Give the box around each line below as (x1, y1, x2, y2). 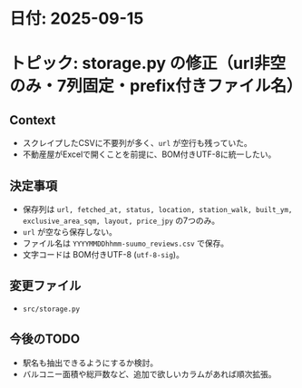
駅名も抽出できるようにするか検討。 (22, 357, 159, 368)
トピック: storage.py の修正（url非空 (9, 53, 287, 73)
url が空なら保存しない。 (22, 227, 118, 237)
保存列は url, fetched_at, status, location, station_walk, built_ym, (22, 204, 293, 214)
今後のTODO (9, 332, 80, 347)
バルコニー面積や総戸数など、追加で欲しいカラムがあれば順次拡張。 (22, 368, 277, 379)
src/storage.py (22, 305, 81, 314)
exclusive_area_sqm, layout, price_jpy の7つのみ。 (22, 215, 220, 226)
